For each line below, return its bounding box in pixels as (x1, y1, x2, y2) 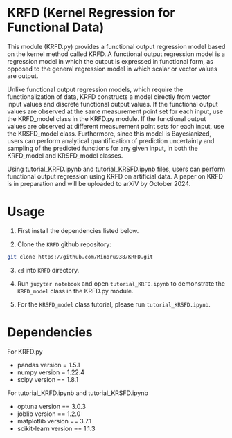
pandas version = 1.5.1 (17, 361, 80, 369)
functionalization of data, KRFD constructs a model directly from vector (7, 92, 211, 101)
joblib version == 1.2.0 (17, 410, 81, 418)
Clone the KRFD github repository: (17, 240, 112, 248)
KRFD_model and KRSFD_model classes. (7, 151, 123, 160)
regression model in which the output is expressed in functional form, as (7, 57, 213, 65)
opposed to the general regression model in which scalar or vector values (7, 64, 217, 73)
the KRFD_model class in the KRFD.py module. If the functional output (7, 114, 206, 122)
